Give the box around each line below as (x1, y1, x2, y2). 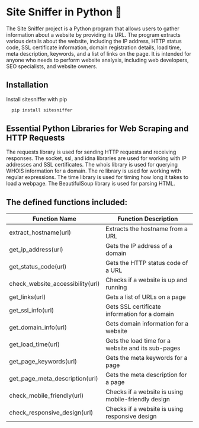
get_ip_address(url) (9, 245, 63, 254)
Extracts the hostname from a (105, 225, 188, 233)
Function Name (32, 215, 77, 223)
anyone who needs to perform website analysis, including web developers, (6, 56, 189, 63)
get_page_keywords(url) (9, 357, 78, 366)
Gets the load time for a (105, 337, 171, 345)
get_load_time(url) (9, 340, 60, 349)
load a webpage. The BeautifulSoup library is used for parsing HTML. (6, 180, 175, 187)
